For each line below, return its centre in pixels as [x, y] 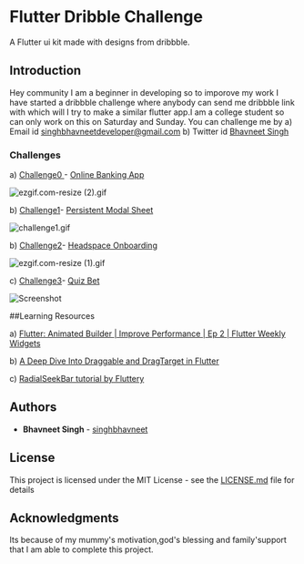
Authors [33, 407]
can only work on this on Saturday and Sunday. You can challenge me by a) [151, 121]
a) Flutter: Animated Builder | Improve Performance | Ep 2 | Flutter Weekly [148, 333]
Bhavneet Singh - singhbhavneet [85, 429]
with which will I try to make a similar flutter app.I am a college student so [147, 112]
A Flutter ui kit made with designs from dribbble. [100, 42]
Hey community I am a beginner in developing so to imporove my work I [144, 92]
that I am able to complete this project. [81, 549]
